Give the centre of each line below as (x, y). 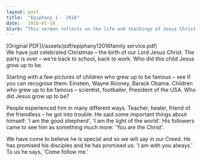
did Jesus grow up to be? (38, 96)
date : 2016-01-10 (31, 23)
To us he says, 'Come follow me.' (47, 152)
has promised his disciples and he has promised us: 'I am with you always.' (99, 145)
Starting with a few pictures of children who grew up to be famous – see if (98, 77)
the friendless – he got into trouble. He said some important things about (97, 114)
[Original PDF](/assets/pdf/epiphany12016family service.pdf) (82, 46)
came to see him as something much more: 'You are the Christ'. (85, 127)
